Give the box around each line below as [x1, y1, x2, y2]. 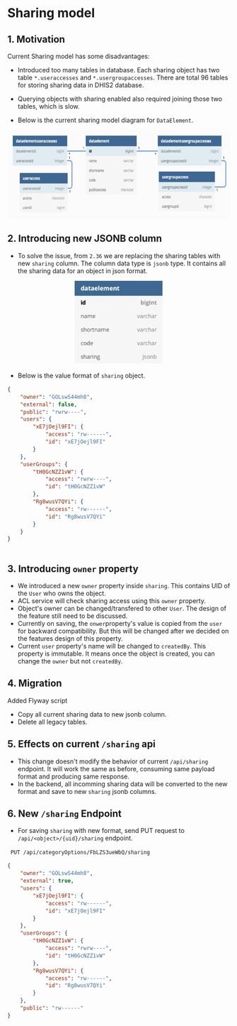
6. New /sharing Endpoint [7, 807, 122, 820]
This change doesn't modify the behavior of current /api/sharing [17, 757, 209, 766]
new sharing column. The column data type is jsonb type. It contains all [17, 259, 226, 267]
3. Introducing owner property [7, 563, 139, 575]
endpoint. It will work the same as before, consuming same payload [17, 764, 215, 773]
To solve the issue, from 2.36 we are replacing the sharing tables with [17, 251, 221, 260]
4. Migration [7, 678, 62, 690]
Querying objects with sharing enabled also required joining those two [17, 94, 223, 103]
